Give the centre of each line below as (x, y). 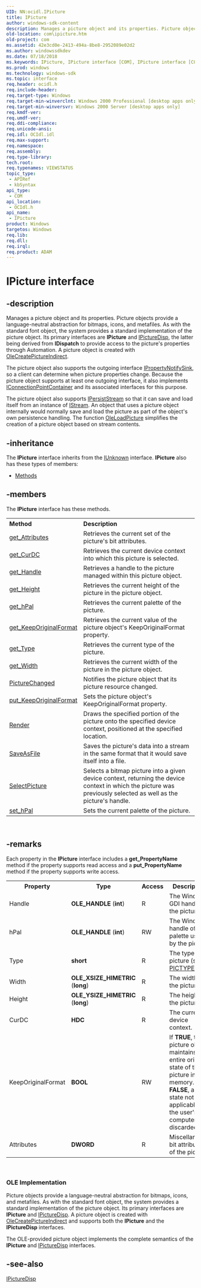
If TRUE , (181, 1037)
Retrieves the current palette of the (132, 602)
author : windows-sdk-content (42, 23)
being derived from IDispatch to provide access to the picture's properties (98, 343)
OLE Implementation (36, 1182)
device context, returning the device (134, 778)
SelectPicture (28, 785)
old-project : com (28, 40)
